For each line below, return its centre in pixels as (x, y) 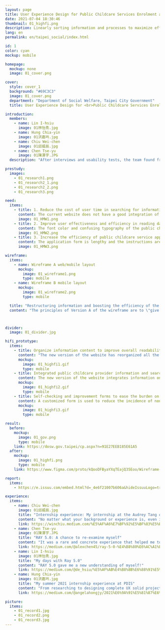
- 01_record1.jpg (32, 611)
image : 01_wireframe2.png (49, 292)
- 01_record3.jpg (32, 620)
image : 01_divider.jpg (33, 333)
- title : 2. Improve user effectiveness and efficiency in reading (84, 223)
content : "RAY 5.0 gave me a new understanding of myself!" (81, 565)
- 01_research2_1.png (36, 183)
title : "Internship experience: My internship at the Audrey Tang (87, 515)
